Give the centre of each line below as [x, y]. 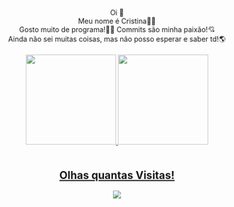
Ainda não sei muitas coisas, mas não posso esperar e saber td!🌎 [117, 39]
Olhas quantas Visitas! [117, 175]
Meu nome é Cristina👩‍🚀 [117, 21]
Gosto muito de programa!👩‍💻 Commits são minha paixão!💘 [117, 30]
